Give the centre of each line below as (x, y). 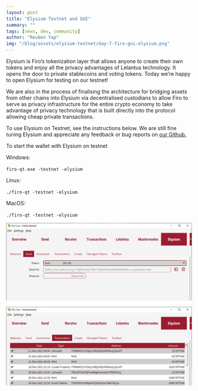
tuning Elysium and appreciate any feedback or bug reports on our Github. (96, 134)
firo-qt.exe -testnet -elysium (44, 169)
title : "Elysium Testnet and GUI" (49, 19)
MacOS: (16, 203)
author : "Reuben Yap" (33, 38)
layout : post (22, 12)
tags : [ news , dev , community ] (43, 31)
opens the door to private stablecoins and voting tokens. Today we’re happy (98, 74)
